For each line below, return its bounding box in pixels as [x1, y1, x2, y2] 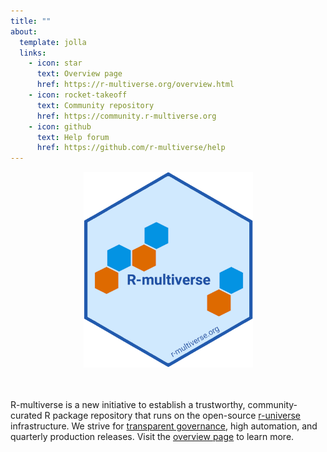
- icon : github [28, 121, 92, 132]
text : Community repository [36, 100, 155, 110]
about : [10, 26, 38, 37]
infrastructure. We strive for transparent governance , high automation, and [10, 420, 318, 432]
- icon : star [28, 58, 83, 69]
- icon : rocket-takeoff [28, 90, 128, 100]
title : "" [10, 16, 52, 26]
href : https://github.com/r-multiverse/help [36, 143, 226, 153]
